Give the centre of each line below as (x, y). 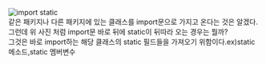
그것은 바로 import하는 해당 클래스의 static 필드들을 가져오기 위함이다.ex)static (132, 42)
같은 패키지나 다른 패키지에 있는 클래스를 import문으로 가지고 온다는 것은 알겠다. (133, 22)
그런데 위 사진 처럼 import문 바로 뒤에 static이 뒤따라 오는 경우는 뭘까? (118, 32)
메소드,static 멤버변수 (42, 52)
